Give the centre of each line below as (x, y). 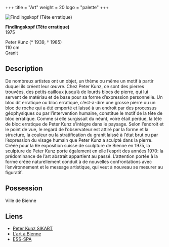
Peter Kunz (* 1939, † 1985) (34, 42)
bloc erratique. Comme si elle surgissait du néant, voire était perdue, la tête (83, 118)
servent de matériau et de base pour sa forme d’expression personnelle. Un (84, 97)
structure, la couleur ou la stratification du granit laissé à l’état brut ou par (82, 135)
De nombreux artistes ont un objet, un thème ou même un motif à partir (79, 81)
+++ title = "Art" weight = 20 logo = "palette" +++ (57, 7)
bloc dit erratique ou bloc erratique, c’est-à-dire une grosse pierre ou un (80, 102)
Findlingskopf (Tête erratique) (37, 27)
